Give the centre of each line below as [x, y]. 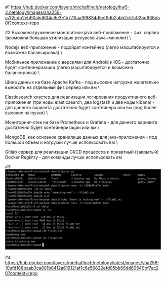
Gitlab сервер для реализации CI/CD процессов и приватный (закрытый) [82, 152]
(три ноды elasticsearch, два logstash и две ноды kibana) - [94, 102]
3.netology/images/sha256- [33, 12]
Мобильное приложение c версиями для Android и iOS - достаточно [77, 62]
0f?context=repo [22, 23]
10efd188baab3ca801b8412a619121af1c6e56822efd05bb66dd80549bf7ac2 [82, 268]
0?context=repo [21, 273]
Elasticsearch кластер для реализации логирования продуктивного [76, 97]
